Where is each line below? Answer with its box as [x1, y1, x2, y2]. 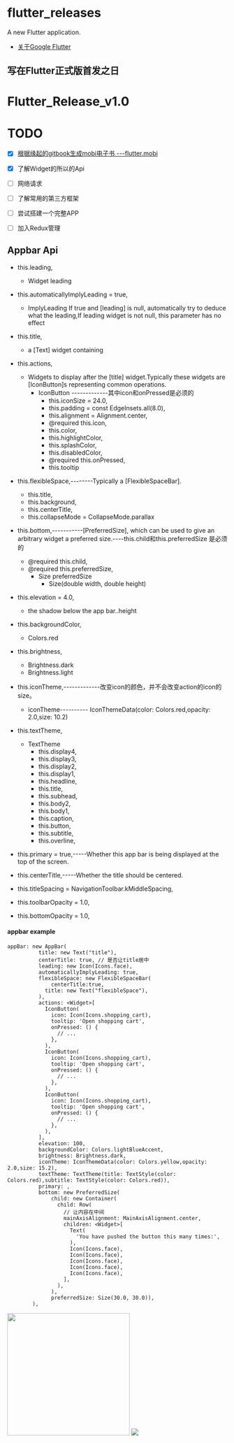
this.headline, [38, 777, 78, 785]
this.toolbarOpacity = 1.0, [17, 898, 90, 906]
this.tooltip [48, 463, 80, 471]
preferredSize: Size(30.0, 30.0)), [51, 1294, 155, 1301]
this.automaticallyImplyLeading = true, [17, 290, 128, 299]
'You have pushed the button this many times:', [75, 1233, 220, 1240]
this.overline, [38, 836, 75, 845]
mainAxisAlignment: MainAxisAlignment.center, [63, 1214, 201, 1221]
